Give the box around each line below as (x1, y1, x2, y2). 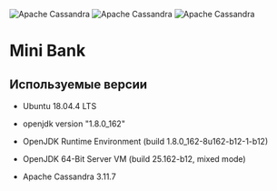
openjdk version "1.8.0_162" (22, 118, 125, 129)
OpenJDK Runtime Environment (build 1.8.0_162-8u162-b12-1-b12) (22, 136, 269, 146)
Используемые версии (9, 76, 148, 92)
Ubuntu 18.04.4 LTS (22, 101, 97, 111)
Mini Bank (9, 41, 86, 61)
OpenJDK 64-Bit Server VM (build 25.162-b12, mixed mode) (22, 154, 247, 164)
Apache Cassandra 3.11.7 (22, 171, 116, 182)
